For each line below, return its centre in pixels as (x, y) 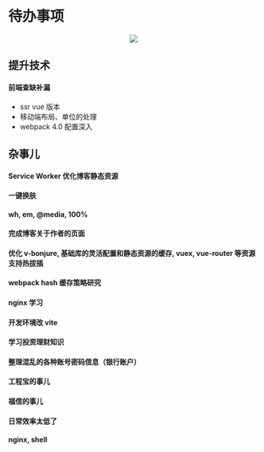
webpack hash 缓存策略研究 (55, 283)
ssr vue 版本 (40, 106)
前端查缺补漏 (29, 87)
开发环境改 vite (33, 322)
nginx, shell (28, 440)
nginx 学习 (26, 303)
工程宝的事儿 (29, 381)
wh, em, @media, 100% (48, 214)
